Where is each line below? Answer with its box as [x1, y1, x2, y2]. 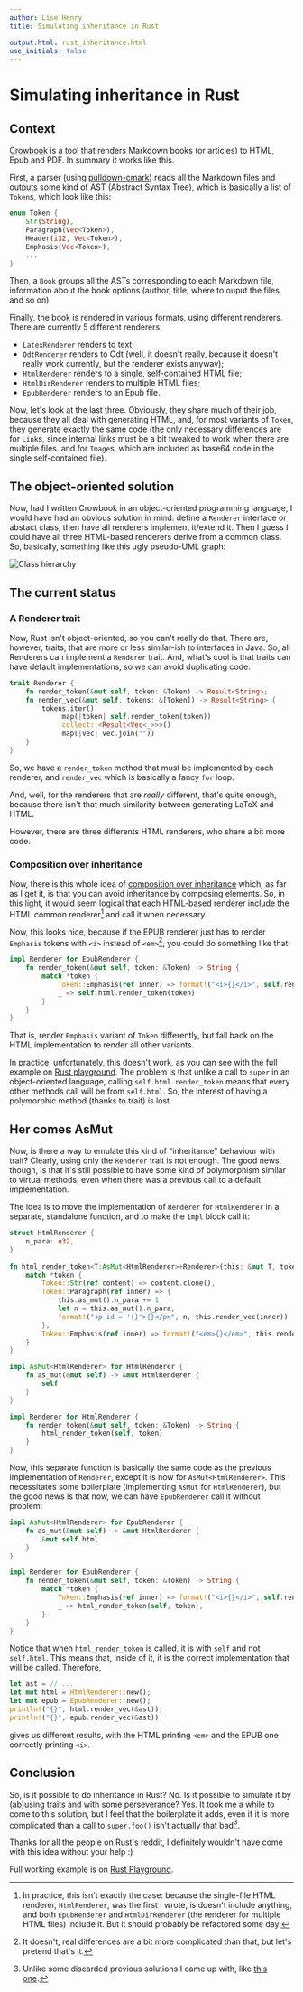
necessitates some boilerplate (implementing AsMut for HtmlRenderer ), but [9, 1482, 281, 1493]
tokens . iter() [41, 703, 95, 713]
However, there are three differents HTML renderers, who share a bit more [9, 825, 286, 836]
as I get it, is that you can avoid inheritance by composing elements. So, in [9, 889, 286, 899]
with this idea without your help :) [9, 1847, 133, 1857]
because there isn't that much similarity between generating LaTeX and [9, 798, 274, 809]
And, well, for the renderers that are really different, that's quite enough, [9, 789, 277, 800]
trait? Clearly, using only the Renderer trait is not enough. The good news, [9, 1155, 282, 1166]
